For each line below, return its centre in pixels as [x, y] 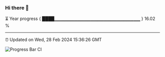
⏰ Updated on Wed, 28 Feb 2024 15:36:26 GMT [54, 40]
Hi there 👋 [17, 8]
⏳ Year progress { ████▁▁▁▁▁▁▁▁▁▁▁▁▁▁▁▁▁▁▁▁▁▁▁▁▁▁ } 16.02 [80, 19]
